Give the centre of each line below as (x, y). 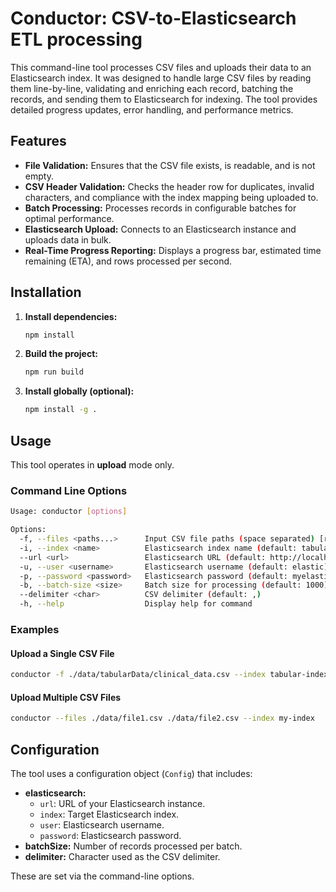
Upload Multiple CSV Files (66, 697)
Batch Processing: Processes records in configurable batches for (160, 208)
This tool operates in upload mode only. (92, 465)
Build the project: (61, 354)
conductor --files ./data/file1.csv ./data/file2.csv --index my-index (162, 718)
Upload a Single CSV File (62, 653)
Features (38, 141)
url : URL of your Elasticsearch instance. (122, 803)
